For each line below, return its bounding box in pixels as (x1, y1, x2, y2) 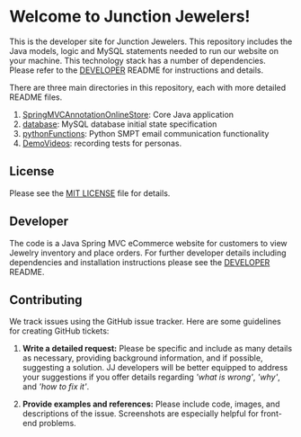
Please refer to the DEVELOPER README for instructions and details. (9, 65, 263, 76)
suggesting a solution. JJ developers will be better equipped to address (22, 362, 288, 373)
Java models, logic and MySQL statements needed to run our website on (9, 45, 279, 56)
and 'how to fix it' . (22, 381, 90, 392)
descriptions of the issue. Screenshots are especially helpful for (22, 408, 259, 419)
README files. (9, 92, 63, 103)
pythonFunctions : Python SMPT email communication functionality (22, 128, 270, 138)
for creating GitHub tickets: (9, 326, 110, 336)
